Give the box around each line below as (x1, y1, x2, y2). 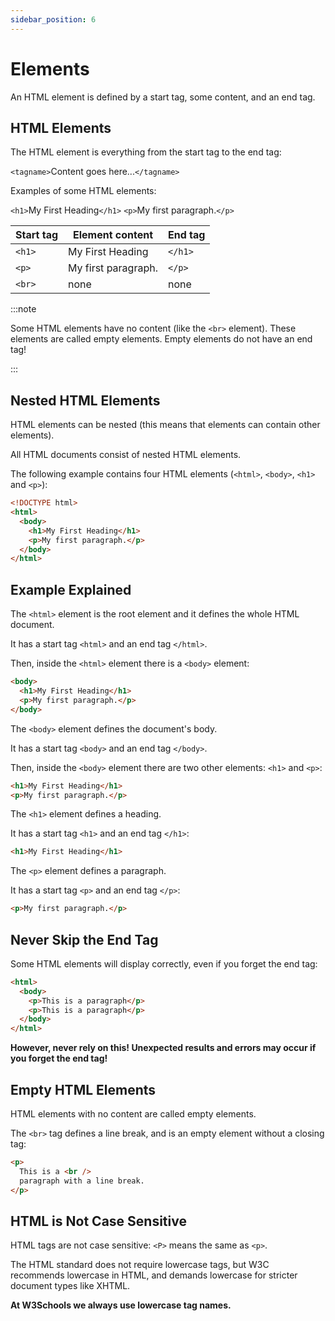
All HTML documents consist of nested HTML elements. (10, 449, 242, 461)
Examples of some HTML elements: (10, 185, 157, 197)
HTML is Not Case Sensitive (10, 1212, 187, 1230)
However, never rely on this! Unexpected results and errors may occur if (10, 1042, 317, 1054)
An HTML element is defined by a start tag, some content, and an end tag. (10, 91, 316, 103)
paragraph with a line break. (19, 1176, 145, 1186)
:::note (10, 303, 37, 315)
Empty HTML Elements (10, 1081, 157, 1098)
